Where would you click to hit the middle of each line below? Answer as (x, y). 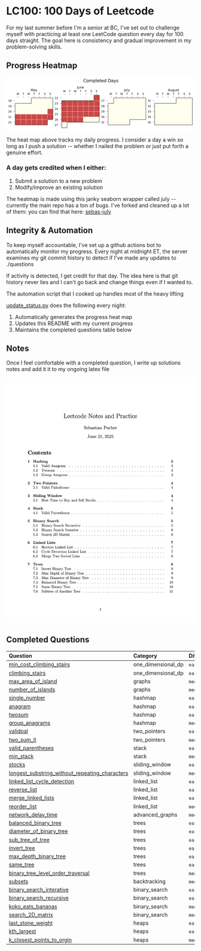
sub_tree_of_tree (29, 839)
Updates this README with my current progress (74, 323)
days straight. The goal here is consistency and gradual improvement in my (99, 40)
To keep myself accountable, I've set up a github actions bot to (84, 245)
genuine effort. (25, 152)
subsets (19, 881)
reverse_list (23, 790)
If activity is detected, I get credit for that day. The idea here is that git (92, 276)
